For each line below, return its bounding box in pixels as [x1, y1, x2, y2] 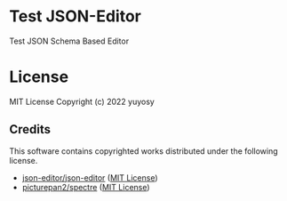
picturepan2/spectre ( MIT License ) [21, 181, 150, 192]
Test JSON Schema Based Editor [9, 36, 130, 46]
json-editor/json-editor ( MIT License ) [21, 172, 158, 183]
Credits [9, 122, 52, 137]
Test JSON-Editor [9, 6, 142, 27]
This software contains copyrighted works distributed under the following [9, 145, 278, 157]
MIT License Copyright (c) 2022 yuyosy [9, 96, 155, 107]
